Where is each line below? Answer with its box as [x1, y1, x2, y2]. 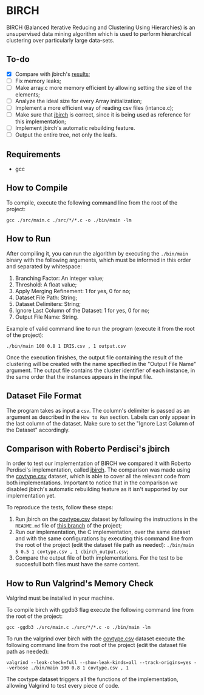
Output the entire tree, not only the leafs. [15, 131, 117, 138]
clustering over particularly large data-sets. [6, 36, 115, 44]
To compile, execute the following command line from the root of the [6, 198, 178, 206]
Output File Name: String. [15, 313, 79, 320]
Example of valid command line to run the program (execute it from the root [6, 325, 195, 332]
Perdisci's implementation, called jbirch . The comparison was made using [6, 466, 191, 473]
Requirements [6, 149, 61, 160]
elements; [15, 90, 41, 98]
